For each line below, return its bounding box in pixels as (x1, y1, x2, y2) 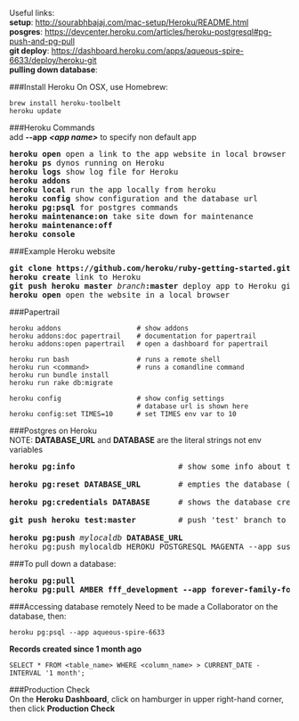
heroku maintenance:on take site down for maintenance (9, 211, 254, 221)
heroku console (9, 229, 76, 239)
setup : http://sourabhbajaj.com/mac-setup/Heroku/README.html (9, 17, 249, 28)
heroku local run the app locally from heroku (9, 184, 216, 194)
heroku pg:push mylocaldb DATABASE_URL (9, 533, 183, 543)
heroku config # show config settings (9, 394, 225, 403)
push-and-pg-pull (9, 36, 76, 46)
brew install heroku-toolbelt (9, 99, 122, 108)
